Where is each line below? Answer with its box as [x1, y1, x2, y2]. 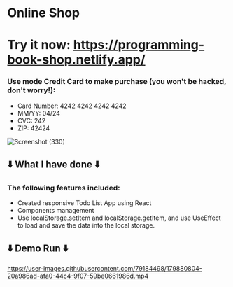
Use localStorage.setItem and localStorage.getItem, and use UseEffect [17, 213, 222, 222]
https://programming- [73, 37, 205, 53]
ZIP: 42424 [17, 124, 50, 132]
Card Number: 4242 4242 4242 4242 [17, 101, 127, 110]
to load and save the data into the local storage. [17, 221, 155, 230]
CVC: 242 [17, 116, 46, 125]
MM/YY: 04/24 [17, 108, 61, 117]
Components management [17, 206, 94, 215]
